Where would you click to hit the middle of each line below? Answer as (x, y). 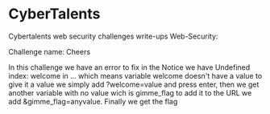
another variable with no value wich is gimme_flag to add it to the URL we (130, 92)
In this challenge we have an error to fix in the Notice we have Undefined (129, 67)
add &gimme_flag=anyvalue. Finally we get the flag (93, 101)
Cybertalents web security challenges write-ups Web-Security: (113, 36)
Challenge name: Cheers (50, 51)
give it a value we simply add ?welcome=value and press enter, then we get (134, 84)
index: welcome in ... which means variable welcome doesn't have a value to (135, 75)
